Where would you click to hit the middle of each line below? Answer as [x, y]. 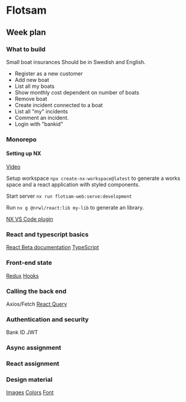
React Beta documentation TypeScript [52, 248]
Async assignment [34, 348]
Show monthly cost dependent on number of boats [77, 92]
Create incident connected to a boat [59, 105]
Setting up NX [24, 153]
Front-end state [29, 263]
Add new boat [32, 80]
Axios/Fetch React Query [37, 304]
